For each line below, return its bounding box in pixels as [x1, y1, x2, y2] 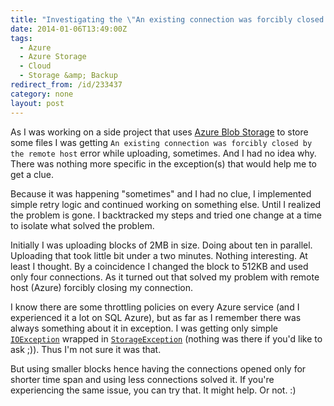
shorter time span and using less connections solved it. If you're [10, 373, 275, 385]
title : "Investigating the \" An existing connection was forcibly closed [10, 14, 325, 25]
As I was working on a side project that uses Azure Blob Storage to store [10, 126, 309, 138]
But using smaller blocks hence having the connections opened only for [10, 362, 307, 375]
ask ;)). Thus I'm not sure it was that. [10, 343, 162, 355]
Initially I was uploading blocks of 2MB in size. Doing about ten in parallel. [10, 239, 313, 251]
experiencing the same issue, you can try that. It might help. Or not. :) [10, 384, 297, 396]
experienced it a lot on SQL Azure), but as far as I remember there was [10, 311, 302, 323]
